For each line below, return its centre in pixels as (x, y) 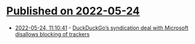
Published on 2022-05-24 (73, 11)
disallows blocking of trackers (52, 34)
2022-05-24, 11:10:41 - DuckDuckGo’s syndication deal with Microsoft (102, 28)
